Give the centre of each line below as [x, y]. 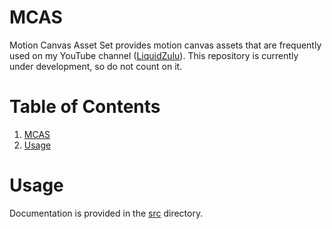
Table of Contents [85, 107]
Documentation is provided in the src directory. [106, 213]
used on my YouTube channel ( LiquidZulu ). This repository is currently [154, 55]
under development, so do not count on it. [96, 66]
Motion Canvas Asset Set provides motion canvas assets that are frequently [165, 45]
